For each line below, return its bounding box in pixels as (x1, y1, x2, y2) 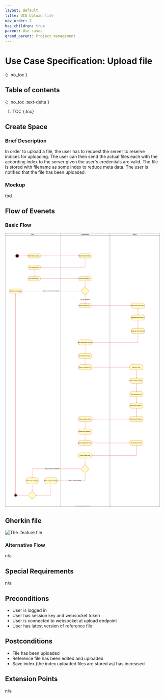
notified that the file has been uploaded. (5, 169, 86, 175)
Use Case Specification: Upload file (5, 55, 153, 67)
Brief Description (5, 137, 47, 144)
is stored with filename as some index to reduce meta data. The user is (5, 164, 148, 170)
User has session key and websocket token (12, 613, 100, 619)
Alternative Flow (5, 542, 46, 549)
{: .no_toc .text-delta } (5, 99, 50, 105)
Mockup (5, 181, 26, 188)
